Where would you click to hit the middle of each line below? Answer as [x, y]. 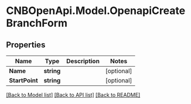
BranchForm [37, 23]
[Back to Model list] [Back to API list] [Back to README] [73, 95]
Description [83, 61]
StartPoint [23, 80]
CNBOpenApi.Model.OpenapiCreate [96, 11]
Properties [26, 45]
